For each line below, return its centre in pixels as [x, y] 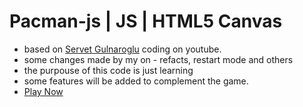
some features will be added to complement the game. [136, 81]
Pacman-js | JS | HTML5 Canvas [146, 21]
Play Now [43, 91]
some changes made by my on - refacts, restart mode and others [158, 59]
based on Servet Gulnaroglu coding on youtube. [122, 49]
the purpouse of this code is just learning [108, 70]
